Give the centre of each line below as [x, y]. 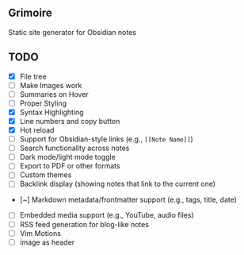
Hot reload [37, 130]
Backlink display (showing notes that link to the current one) [118, 184]
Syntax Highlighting [52, 112]
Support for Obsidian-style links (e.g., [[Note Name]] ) [107, 139]
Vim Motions [40, 233]
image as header [47, 242]
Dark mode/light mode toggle [68, 157]
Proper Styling [43, 103]
